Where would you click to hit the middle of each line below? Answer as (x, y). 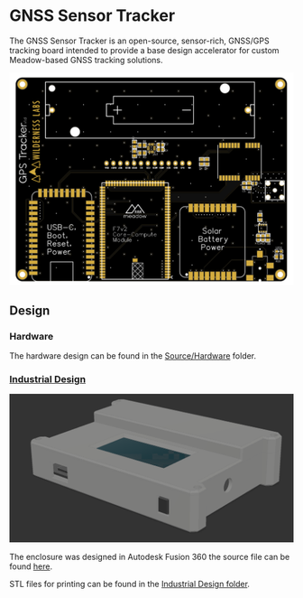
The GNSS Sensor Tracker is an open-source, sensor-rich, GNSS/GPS (139, 41)
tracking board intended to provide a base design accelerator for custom (144, 50)
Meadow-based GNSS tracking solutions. (87, 60)
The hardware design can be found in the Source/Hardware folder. (133, 356)
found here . (31, 566)
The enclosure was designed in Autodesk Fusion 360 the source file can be (150, 556)
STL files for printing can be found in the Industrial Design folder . (130, 584)
